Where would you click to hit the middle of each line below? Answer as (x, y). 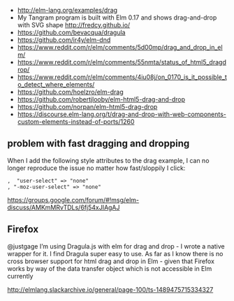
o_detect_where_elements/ (56, 84)
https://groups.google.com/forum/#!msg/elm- (73, 199)
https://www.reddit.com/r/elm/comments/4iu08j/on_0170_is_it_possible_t (122, 77)
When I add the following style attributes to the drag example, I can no (108, 160)
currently (20, 276)
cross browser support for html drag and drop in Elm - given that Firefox (111, 261)
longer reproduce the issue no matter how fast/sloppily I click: (96, 168)
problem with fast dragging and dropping (98, 144)
